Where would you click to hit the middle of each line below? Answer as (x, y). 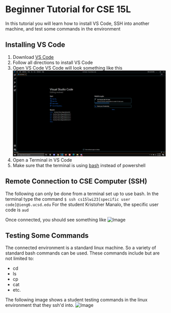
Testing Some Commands (47, 236)
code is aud (17, 210)
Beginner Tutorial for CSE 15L (68, 9)
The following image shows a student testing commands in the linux (76, 300)
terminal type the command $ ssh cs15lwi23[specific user (68, 199)
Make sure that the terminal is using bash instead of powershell (79, 165)
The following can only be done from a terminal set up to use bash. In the (82, 194)
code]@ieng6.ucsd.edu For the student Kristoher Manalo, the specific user (82, 204)
